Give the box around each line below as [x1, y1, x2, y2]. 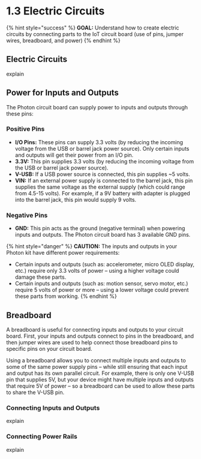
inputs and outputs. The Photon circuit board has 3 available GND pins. [14, 231, 191, 239]
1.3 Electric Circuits [6, 4, 105, 18]
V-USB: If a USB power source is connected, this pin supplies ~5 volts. [14, 170, 190, 178]
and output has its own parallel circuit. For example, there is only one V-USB [6, 369, 194, 377]
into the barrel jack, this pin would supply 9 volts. [14, 196, 137, 203]
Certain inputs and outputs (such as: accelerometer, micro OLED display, [14, 261, 195, 268]
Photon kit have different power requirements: [6, 249, 120, 257]
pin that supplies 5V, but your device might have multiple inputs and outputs [6, 375, 194, 383]
